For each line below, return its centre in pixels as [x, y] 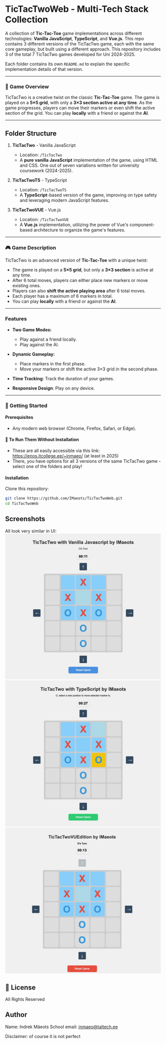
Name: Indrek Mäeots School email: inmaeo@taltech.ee [62, 1027]
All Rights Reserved [25, 999]
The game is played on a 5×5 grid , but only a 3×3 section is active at [83, 270]
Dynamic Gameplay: [34, 354]
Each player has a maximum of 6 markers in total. [62, 296]
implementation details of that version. [44, 69]
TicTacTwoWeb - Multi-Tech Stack [77, 9]
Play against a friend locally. [48, 339]
